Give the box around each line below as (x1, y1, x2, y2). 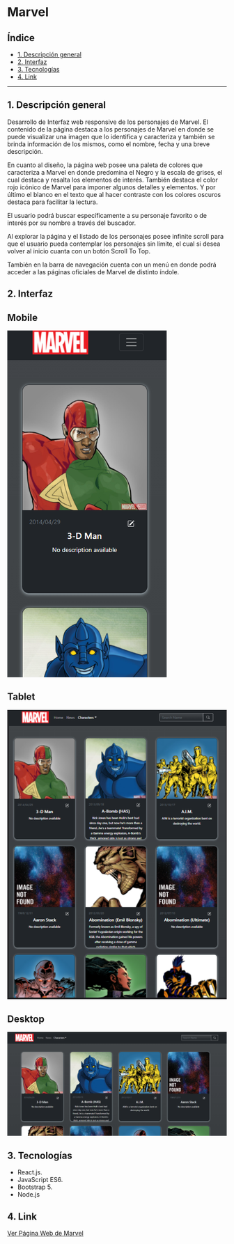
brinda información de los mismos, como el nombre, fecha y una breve (7, 140, 210, 148)
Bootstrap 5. (17, 1183, 53, 1191)
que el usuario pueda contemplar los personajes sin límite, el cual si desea (7, 239, 221, 248)
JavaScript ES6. (17, 1176, 63, 1184)
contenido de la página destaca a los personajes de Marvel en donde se (7, 125, 214, 133)
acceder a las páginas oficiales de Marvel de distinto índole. (7, 267, 180, 276)
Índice (7, 32, 35, 44)
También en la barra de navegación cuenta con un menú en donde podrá (7, 260, 217, 269)
